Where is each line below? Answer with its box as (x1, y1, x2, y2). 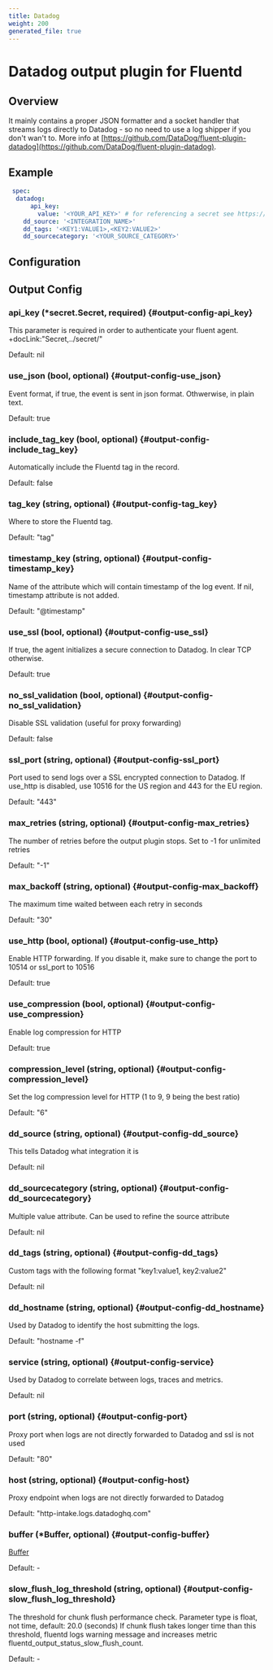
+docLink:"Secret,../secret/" (8, 334, 103, 344)
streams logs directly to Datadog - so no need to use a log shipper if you (8, 125, 252, 134)
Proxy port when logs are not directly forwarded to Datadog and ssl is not (8, 1429, 254, 1439)
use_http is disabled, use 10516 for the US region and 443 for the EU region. (8, 781, 262, 791)
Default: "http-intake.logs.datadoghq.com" (8, 1509, 152, 1519)
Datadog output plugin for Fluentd (8, 62, 243, 81)
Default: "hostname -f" (8, 1336, 85, 1346)
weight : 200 (8, 20, 49, 28)
